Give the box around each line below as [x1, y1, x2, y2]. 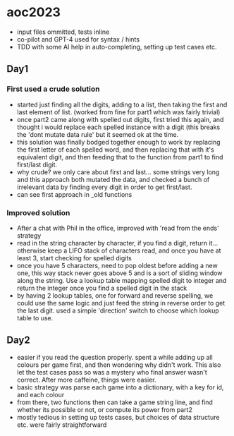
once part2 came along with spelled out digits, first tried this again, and [16, 115, 224, 123]
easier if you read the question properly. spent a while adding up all [16, 353, 213, 361]
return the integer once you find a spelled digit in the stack [16, 284, 187, 292]
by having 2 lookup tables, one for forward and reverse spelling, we [16, 291, 214, 300]
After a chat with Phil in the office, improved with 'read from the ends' [16, 224, 219, 232]
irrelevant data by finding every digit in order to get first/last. [16, 183, 192, 191]
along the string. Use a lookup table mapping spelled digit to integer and [16, 276, 227, 284]
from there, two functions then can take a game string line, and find [16, 398, 213, 406]
